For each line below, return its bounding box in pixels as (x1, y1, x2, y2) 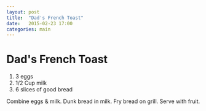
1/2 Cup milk (15, 79, 47, 86)
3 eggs (15, 73, 34, 80)
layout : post (6, 9, 40, 15)
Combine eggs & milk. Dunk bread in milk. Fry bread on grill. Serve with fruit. (6, 98, 200, 105)
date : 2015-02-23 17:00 (6, 20, 73, 26)
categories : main (6, 26, 51, 33)
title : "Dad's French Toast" (6, 15, 84, 21)
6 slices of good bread (15, 86, 73, 93)
